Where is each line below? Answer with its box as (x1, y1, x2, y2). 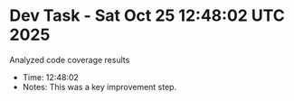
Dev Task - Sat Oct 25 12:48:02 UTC (9, 5, 285, 26)
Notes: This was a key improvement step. (22, 81, 177, 92)
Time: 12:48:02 (22, 71, 79, 82)
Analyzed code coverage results (9, 54, 130, 65)
